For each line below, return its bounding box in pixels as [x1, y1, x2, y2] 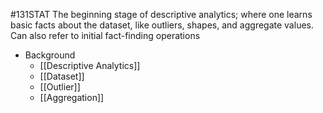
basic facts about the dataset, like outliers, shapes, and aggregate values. [10, 19, 314, 31]
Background [24, 49, 76, 61]
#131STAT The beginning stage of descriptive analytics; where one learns [10, 9, 313, 20]
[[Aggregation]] [39, 92, 105, 103]
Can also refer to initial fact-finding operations [10, 30, 201, 41]
